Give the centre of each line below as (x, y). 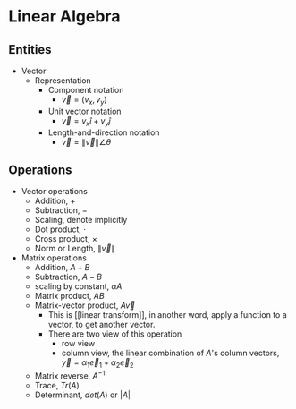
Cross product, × (66, 239)
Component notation (86, 90)
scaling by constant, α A (78, 286)
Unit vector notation (85, 111)
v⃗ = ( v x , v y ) (85, 100)
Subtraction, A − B (68, 277)
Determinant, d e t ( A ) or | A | (83, 395)
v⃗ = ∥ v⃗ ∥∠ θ (86, 141)
